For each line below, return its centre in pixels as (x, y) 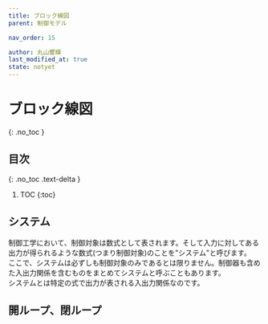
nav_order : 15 (32, 38)
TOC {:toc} (38, 194)
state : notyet (32, 67)
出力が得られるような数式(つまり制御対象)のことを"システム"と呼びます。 (130, 253)
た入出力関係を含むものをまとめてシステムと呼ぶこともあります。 (117, 273)
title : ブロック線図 (39, 16)
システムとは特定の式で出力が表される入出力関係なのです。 (106, 282)
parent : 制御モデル (38, 23)
